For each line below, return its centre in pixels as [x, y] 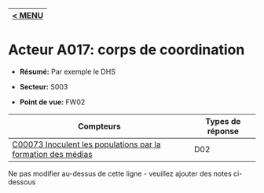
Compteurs [99, 126]
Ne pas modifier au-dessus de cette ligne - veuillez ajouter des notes [120, 173]
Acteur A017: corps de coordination [126, 50]
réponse [223, 131]
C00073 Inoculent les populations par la [86, 144]
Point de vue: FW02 [52, 102]
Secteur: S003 [44, 86]
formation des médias [52, 154]
